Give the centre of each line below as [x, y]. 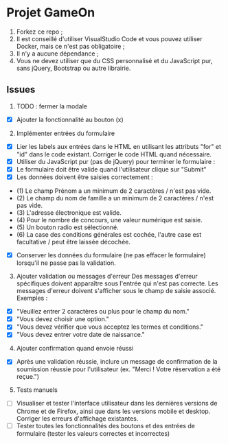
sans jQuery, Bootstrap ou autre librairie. [73, 68]
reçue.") [27, 377]
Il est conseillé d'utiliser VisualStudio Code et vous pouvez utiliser [109, 38]
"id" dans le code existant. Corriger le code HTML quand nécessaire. [114, 154]
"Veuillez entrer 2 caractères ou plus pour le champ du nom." [103, 312]
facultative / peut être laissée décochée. [73, 242]
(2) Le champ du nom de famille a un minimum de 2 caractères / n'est [115, 198]
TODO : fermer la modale [52, 106]
